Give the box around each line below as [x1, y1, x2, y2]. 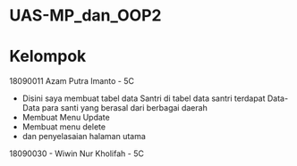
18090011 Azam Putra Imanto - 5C [9, 76, 135, 87]
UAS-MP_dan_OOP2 [9, 5, 162, 26]
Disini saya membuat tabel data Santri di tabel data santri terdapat [21, 93, 266, 104]
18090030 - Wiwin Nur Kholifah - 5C [9, 148, 145, 159]
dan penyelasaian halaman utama [21, 131, 146, 142]
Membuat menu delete [21, 121, 106, 132]
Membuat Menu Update [21, 112, 110, 123]
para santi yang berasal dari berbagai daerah [41, 103, 208, 113]
